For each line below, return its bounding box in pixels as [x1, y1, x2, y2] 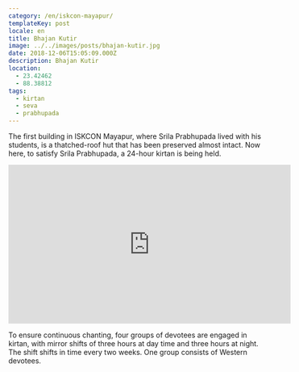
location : [8, 65, 42, 73]
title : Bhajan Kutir [8, 34, 78, 43]
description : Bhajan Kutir [8, 57, 99, 65]
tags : [8, 86, 27, 95]
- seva [15, 102, 38, 110]
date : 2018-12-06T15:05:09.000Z [8, 49, 117, 57]
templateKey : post [8, 19, 70, 27]
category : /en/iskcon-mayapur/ [8, 11, 114, 20]
